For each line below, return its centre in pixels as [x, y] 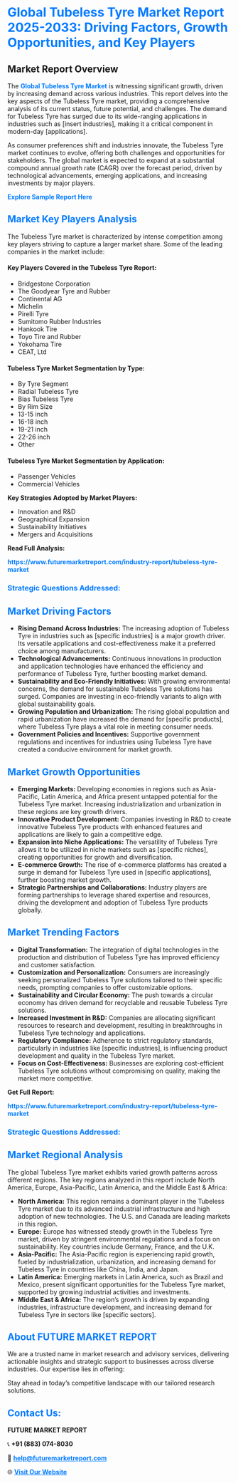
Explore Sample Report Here [50, 197]
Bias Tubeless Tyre [45, 399]
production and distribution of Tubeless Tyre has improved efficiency [119, 957]
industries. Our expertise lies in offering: [66, 1369]
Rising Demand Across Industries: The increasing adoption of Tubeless [123, 628]
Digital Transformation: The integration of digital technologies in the [118, 949]
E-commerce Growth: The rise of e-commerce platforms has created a [122, 864]
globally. [30, 910]
